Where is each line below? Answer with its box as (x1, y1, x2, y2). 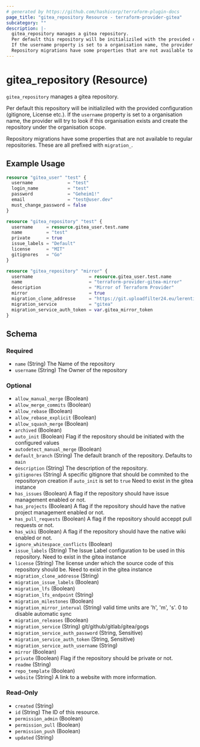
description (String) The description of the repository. (14, 464, 148, 472)
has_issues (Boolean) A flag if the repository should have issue (14, 490, 169, 497)
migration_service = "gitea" (11, 301, 113, 307)
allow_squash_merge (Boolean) (14, 420, 89, 427)
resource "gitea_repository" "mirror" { (6, 268, 108, 274)
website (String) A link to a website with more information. (14, 674, 157, 681)
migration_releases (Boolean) (14, 616, 89, 624)
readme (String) (14, 661, 52, 668)
